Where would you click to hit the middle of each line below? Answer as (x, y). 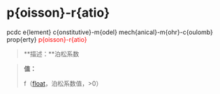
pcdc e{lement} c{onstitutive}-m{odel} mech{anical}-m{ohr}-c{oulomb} (110, 32)
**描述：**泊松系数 (51, 54)
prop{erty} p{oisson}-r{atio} (47, 39)
